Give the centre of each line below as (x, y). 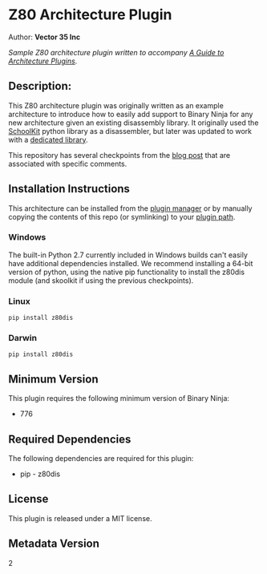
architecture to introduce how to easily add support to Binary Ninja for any (131, 114)
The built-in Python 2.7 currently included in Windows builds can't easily (128, 255)
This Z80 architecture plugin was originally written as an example (116, 105)
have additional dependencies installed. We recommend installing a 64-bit (131, 263)
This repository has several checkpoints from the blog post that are (119, 155)
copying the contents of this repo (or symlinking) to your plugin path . (122, 216)
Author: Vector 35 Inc (44, 37)
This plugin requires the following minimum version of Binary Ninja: (119, 398)
